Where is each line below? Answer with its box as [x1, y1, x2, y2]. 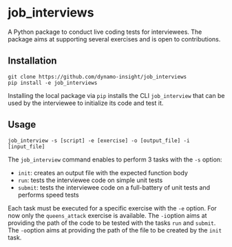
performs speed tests [17, 190, 79, 199]
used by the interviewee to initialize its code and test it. [8, 99, 164, 107]
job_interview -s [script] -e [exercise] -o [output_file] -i [8, 137, 190, 144]
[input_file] [8, 143, 45, 150]
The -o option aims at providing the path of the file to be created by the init [8, 226, 222, 234]
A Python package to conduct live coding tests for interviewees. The [8, 28, 202, 36]
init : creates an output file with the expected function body [17, 168, 189, 177]
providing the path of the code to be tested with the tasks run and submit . [8, 219, 216, 227]
